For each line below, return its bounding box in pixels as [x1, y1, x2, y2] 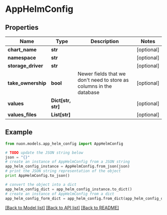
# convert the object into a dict [5, 182, 77, 187]
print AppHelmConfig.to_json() [5, 173, 70, 178]
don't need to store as [78, 77, 129, 83]
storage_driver [7, 62, 43, 69]
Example [5, 128, 33, 137]
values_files [7, 111, 37, 118]
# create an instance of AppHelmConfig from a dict [5, 191, 114, 196]
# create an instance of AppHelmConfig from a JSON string [5, 160, 130, 164]
